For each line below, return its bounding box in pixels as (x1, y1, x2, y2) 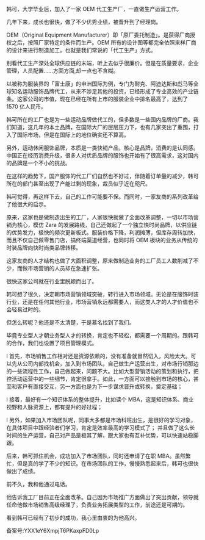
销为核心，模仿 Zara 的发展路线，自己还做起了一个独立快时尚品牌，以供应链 (6, 221, 197, 228)
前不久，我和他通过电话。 (6, 481, 71, 488)
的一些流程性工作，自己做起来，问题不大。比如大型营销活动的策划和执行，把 (6, 368, 199, 375)
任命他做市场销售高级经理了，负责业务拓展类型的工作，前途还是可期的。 (6, 501, 188, 508)
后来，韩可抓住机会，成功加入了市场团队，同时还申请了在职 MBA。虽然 (6, 452, 186, 459)
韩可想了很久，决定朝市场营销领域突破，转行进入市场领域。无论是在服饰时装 (6, 290, 199, 298)
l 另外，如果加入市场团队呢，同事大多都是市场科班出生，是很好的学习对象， (6, 417, 196, 423)
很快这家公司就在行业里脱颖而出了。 (6, 278, 98, 285)
